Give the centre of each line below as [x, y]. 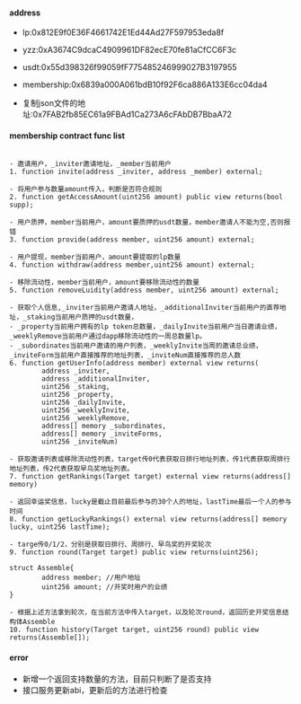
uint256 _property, [78, 395]
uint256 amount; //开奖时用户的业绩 [105, 587]
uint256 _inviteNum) [80, 442]
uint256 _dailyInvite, [84, 403]
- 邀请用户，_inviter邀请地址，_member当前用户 [91, 164]
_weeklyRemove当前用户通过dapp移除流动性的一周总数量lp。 [108, 337]
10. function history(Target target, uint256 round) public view [134, 630]
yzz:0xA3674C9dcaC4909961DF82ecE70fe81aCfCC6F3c [129, 50]
